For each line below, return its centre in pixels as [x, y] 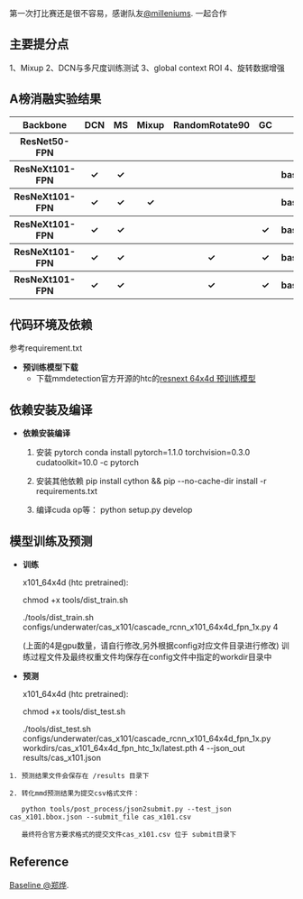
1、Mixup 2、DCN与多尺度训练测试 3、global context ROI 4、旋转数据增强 [147, 68]
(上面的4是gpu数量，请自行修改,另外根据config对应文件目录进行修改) [151, 646]
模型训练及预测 [51, 541]
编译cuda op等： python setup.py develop [114, 510]
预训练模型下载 [50, 367]
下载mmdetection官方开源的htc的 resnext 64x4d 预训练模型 [146, 379]
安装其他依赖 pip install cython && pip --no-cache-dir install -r [151, 482]
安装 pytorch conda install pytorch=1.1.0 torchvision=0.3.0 [143, 453]
